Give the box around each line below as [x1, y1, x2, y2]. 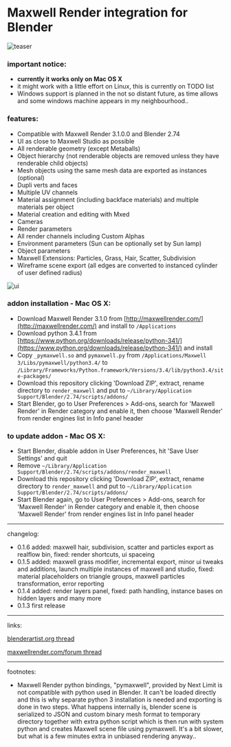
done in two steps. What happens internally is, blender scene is [16, 703, 197, 711]
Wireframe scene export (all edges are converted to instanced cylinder [16, 261, 218, 269]
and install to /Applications [98, 322, 177, 330]
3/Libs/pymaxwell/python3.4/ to [16, 358, 108, 366]
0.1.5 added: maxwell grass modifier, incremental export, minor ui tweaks [16, 558, 223, 566]
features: [7, 114, 39, 124]
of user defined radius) [16, 268, 82, 276]
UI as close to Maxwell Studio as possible [16, 137, 135, 145]
